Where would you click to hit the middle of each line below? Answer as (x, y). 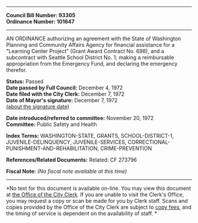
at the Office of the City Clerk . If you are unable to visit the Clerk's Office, (95, 195)
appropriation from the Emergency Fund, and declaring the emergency (92, 64)
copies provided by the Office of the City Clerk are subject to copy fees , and (99, 207)
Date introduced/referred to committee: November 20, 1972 (80, 118)
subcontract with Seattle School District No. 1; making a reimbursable (90, 57)
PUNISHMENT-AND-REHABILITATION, (52, 148)
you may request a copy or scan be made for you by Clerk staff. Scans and (97, 201)
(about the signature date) (38, 106)
